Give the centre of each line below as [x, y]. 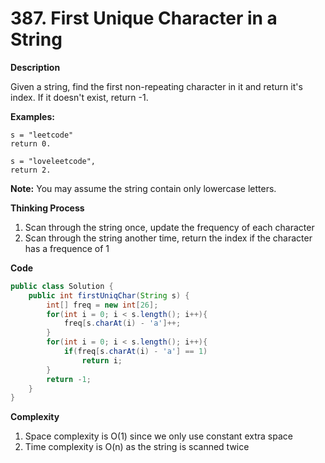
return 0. [31, 143]
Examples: [32, 116]
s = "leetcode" [42, 135]
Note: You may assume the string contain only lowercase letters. [143, 188]
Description [35, 67]
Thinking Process [47, 208]
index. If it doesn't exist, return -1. [79, 97]
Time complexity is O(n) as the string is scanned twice [137, 447]
